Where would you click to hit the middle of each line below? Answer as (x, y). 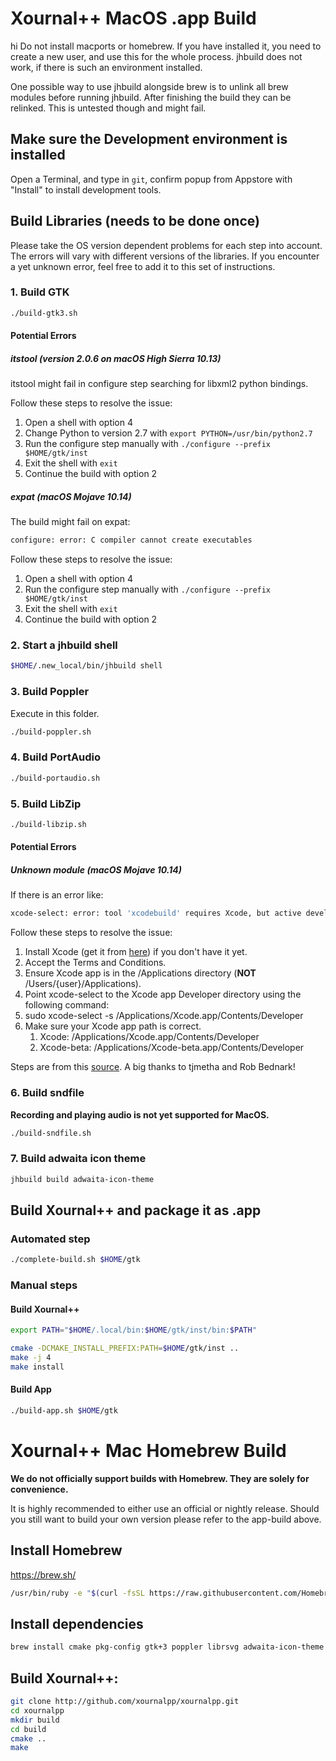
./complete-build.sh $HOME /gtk (75, 1260)
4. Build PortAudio (56, 757)
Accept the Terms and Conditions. (95, 963)
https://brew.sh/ (43, 1574)
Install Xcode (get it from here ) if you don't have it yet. (136, 952)
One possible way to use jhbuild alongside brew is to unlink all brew (149, 86)
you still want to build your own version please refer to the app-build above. (166, 1519)
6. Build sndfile (47, 1093)
